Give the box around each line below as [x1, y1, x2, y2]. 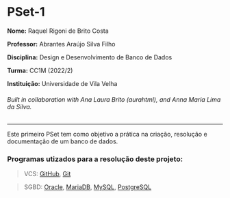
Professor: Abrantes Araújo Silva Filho [7, 40, 116, 48]
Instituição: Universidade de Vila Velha [7, 79, 118, 87]
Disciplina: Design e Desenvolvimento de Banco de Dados [7, 53, 172, 61]
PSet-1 [7, 4, 46, 20]
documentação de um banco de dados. [7, 137, 118, 145]
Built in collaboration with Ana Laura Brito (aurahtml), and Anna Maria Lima [7, 95, 221, 103]
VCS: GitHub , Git [23, 170, 71, 178]
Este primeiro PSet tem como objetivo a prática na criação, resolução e [7, 130, 207, 139]
